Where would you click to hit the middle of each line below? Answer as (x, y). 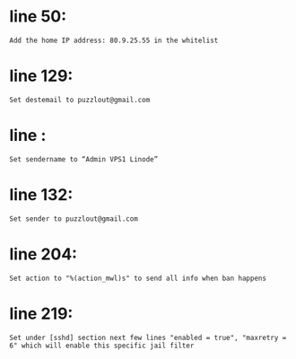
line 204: (44, 254)
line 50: (38, 17)
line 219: (41, 314)
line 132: (41, 195)
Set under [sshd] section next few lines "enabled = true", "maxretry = (148, 337)
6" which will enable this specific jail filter (102, 346)
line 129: (41, 76)
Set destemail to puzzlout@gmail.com (80, 100)
